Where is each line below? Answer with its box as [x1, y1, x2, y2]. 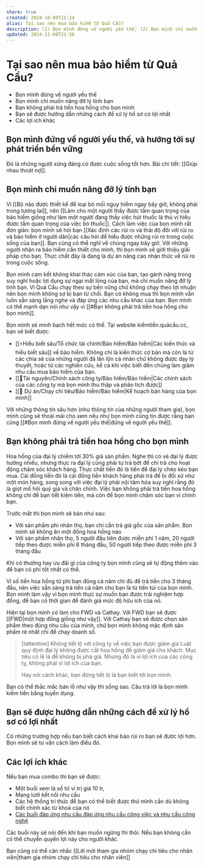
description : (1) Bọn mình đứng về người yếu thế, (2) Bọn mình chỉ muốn [6, 26, 198, 32]
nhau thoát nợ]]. [6, 166, 47, 174]
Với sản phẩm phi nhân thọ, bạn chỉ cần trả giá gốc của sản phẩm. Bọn [15, 522, 193, 529]
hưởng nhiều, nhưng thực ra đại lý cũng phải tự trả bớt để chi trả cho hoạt [6, 459, 191, 466]
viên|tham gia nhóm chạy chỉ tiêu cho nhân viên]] [6, 854, 131, 861]
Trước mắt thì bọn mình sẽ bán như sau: [6, 509, 107, 517]
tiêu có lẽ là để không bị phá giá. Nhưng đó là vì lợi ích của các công [21, 653, 193, 660]
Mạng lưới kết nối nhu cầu [15, 791, 80, 799]
